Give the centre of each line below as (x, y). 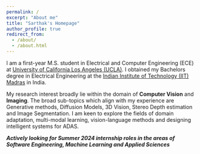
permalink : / (23, 12)
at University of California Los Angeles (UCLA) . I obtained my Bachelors (96, 69)
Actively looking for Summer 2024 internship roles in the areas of (91, 138)
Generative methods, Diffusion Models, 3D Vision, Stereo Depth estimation (99, 107)
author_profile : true (34, 29)
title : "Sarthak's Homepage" (43, 23)
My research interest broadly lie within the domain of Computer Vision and (100, 94)
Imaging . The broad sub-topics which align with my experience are (90, 100)
